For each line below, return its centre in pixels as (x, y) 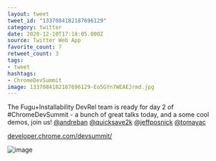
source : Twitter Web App (44, 41)
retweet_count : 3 (33, 54)
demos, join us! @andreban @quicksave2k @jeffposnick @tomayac (107, 123)
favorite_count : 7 (35, 47)
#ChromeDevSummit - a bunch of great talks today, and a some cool (108, 115)
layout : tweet (29, 14)
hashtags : (22, 73)
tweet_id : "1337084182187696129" (57, 21)
